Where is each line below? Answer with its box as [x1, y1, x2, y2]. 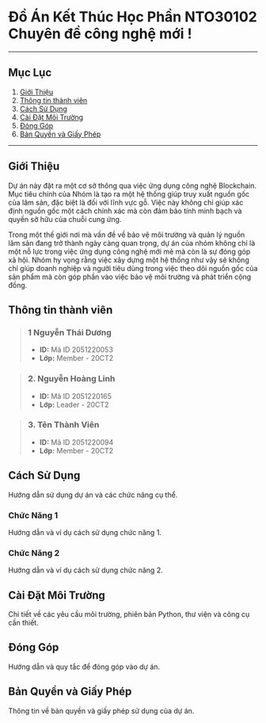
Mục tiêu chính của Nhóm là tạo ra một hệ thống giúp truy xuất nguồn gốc [8, 189, 250, 198]
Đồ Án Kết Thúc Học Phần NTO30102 [8, 8, 257, 26]
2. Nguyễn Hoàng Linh [27, 373, 116, 384]
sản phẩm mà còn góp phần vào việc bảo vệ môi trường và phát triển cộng [8, 272, 252, 281]
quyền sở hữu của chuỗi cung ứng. [8, 214, 122, 224]
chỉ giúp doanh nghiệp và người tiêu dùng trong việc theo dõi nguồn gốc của [8, 263, 258, 273]
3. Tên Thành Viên [27, 419, 100, 430]
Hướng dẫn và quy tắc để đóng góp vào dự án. [8, 662, 161, 671]
